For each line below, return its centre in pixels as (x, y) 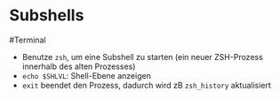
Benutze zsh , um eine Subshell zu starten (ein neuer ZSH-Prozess (143, 57)
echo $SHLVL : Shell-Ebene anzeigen (86, 75)
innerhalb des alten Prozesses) (79, 66)
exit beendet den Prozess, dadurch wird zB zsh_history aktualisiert (146, 85)
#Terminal (28, 40)
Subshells (47, 15)
